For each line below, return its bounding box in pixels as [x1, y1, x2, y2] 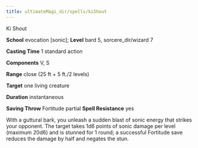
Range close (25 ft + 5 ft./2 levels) [6, 70, 90, 77]
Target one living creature [6, 82, 70, 89]
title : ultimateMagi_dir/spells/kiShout [6, 8, 108, 15]
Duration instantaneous [6, 93, 64, 100]
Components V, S [6, 59, 50, 66]
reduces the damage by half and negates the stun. [6, 135, 129, 142]
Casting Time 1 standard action [6, 48, 83, 55]
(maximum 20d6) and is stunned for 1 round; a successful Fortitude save [6, 129, 183, 136]
